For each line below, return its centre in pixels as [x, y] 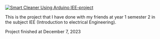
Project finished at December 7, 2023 [43, 31]
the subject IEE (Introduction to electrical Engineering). [61, 22]
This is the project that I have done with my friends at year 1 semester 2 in [80, 17]
